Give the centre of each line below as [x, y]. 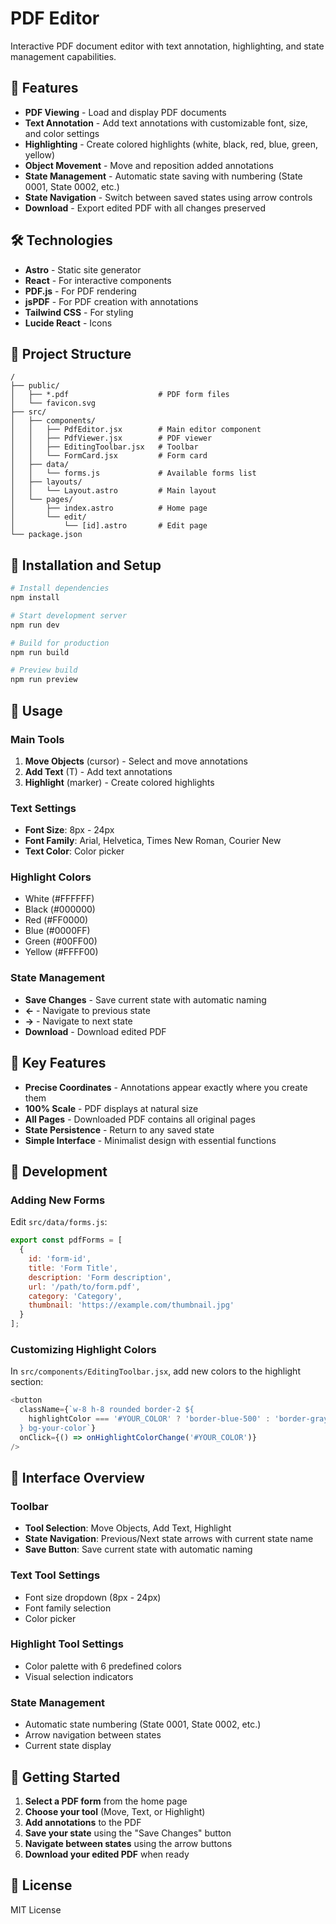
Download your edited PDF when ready [107, 1854]
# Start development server [69, 615]
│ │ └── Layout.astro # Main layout [113, 491]
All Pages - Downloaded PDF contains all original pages [140, 1119]
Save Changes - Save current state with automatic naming [145, 999]
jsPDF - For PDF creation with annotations [111, 301]
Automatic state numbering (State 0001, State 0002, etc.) [143, 1724]
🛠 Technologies [61, 240]
